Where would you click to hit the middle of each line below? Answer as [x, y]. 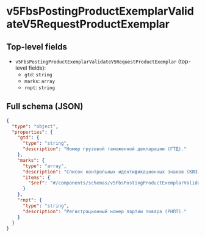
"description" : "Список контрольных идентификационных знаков [103, 172]
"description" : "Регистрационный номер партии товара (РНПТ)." [105, 211]
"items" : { [36, 177]
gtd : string [38, 74]
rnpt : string [40, 87]
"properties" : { [32, 132]
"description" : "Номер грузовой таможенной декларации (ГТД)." [105, 149]
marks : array [40, 81]
